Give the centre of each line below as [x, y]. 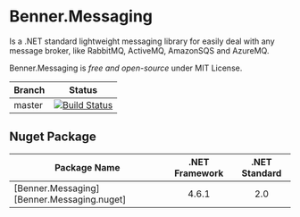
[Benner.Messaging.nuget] [70, 199]
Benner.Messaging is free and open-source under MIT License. [126, 68]
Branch [29, 89]
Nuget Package [53, 137]
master [28, 104]
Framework [199, 173]
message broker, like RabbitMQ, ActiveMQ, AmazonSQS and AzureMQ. [139, 50]
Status [83, 89]
